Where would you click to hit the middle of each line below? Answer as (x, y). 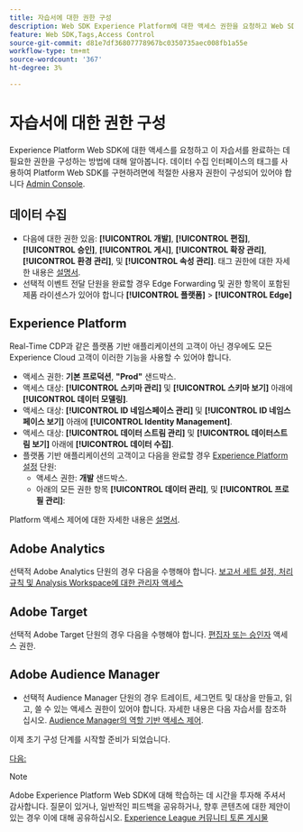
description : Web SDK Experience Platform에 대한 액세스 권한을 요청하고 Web (147, 26)
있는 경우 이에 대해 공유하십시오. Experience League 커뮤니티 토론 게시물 (139, 818)
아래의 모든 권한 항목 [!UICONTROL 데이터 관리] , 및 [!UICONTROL (154, 489)
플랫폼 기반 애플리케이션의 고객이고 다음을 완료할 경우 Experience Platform (155, 455)
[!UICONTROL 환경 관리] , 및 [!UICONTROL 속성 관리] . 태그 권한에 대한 (147, 261)
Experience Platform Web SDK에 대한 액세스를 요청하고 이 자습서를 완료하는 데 (150, 150)
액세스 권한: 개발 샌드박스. (82, 478)
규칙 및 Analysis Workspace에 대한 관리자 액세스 (96, 583)
